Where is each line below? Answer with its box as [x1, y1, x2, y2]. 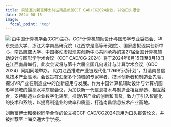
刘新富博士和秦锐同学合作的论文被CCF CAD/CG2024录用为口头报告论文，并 [5, 110, 165, 116]
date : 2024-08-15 [5, 12, 42, 17]
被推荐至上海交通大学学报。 [5, 116, 64, 122]
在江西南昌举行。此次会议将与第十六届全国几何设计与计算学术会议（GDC [5, 61, 158, 67]
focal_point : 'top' [10, 21, 51, 27]
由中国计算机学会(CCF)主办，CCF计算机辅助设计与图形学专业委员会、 [11, 36, 158, 42]
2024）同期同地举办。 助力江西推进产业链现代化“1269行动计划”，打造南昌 [5, 68, 161, 74]
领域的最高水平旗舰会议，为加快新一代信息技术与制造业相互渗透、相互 [14, 87, 161, 93]
